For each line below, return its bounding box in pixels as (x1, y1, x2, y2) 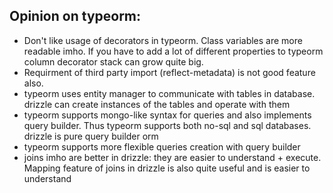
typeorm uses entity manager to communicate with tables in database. (23, 87, 316, 99)
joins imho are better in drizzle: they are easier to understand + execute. (23, 151, 322, 163)
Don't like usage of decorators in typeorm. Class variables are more (23, 34, 303, 46)
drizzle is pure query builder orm (23, 130, 159, 142)
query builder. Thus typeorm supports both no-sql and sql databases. (23, 119, 312, 131)
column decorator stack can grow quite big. (23, 55, 204, 68)
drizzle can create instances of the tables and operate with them (23, 98, 291, 110)
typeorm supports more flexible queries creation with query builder (23, 140, 301, 153)
